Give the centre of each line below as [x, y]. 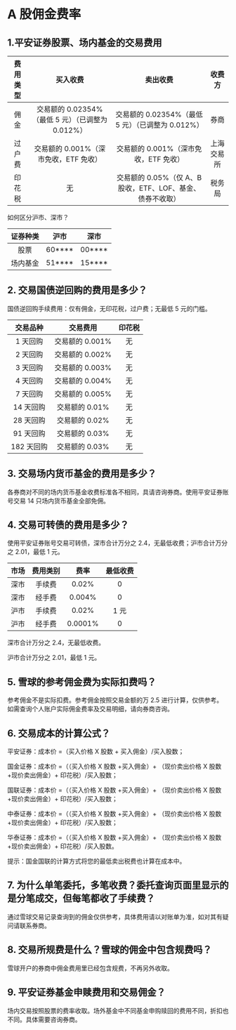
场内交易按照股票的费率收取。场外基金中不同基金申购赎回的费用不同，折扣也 [118, 1010]
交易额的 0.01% [83, 407]
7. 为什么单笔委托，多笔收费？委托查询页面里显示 [113, 885]
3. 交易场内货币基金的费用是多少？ [82, 474]
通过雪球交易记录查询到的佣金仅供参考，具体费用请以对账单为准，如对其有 [115, 916]
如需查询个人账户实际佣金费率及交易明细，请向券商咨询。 [90, 709]
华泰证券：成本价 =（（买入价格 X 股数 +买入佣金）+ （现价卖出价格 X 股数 [114, 838]
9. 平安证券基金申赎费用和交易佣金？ [87, 992]
